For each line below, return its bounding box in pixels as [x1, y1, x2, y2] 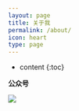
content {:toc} [19, 62, 65, 72]
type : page [8, 41, 44, 49]
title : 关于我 [8, 19, 51, 27]
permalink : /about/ [8, 26, 72, 34]
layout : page [8, 11, 51, 20]
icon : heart [8, 33, 47, 42]
